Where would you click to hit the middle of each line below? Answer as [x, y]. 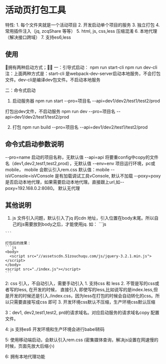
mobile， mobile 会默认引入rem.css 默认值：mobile [57, 170]
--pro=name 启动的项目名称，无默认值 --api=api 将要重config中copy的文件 [82, 157]
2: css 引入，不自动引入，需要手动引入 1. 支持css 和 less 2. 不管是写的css [80, 284]
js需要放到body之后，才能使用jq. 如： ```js [64, 224]
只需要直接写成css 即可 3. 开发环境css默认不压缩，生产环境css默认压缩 [82, 302]
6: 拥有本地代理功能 [25, 357]
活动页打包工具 [36, 10]
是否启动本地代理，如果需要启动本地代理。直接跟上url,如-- [65, 182]
